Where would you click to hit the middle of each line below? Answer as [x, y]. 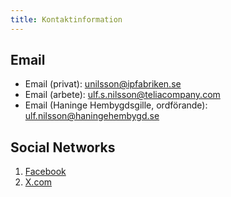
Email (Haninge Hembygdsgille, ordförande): [116, 105]
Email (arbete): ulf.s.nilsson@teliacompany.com [122, 95]
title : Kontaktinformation [66, 19]
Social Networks [63, 147]
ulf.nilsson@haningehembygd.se [92, 116]
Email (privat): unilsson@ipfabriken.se [103, 84]
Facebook [45, 172]
